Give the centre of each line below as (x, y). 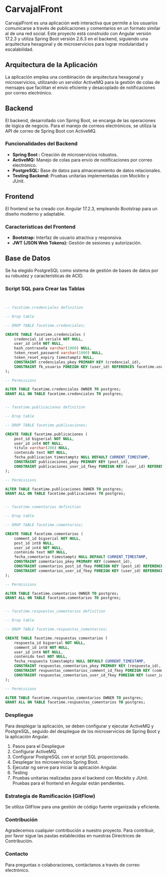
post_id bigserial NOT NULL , (44, 439)
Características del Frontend (41, 227)
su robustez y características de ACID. (44, 276)
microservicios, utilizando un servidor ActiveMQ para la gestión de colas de (83, 82)
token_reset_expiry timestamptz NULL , (54, 358)
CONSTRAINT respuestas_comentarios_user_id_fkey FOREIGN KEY (79, 675)
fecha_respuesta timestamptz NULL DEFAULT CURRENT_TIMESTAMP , (80, 661)
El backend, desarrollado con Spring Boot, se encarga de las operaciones (80, 120)
